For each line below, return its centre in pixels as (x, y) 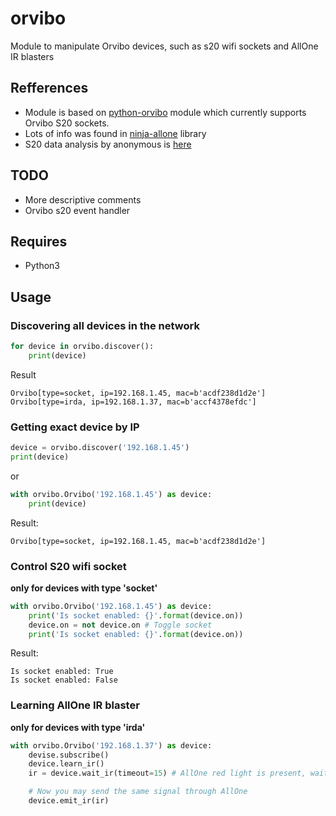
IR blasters (32, 56)
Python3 (42, 266)
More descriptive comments (83, 199)
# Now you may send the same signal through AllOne (138, 792)
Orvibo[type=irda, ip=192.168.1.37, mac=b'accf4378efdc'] (133, 402)
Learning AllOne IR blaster (75, 705)
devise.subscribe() (69, 755)
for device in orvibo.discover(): (82, 347)
